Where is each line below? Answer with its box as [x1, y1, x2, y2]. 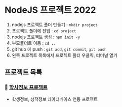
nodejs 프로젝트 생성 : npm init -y [11, 34, 80, 40]
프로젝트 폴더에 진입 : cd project [11, 27, 77, 33]
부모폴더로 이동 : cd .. [11, 40, 56, 46]
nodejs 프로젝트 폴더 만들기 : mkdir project [11, 22, 98, 27]
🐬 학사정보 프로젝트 [4, 84, 48, 91]
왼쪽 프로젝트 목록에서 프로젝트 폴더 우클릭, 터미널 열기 [11, 52, 118, 58]
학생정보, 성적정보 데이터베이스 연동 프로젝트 [11, 96, 98, 102]
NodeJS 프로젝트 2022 [4, 4, 96, 16]
